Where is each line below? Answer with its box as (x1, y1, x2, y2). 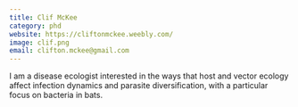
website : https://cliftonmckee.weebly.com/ (9, 29, 174, 38)
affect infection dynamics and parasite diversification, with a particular (9, 80, 269, 91)
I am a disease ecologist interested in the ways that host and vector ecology (9, 70, 289, 81)
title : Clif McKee (9, 12, 78, 22)
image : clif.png (9, 37, 70, 47)
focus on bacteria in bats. (9, 90, 103, 101)
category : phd (9, 21, 62, 30)
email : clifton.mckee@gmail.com (9, 46, 129, 55)
